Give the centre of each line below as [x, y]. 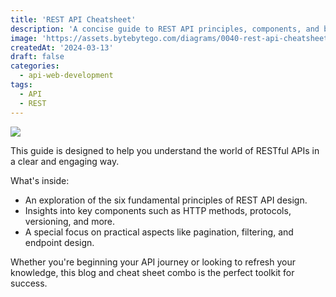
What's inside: [40, 180]
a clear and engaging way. [65, 161]
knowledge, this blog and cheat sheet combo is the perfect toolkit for [152, 272]
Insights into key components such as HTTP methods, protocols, [158, 210]
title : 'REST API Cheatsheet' [73, 19]
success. [29, 283]
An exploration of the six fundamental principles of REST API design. [166, 200]
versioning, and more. [70, 221]
